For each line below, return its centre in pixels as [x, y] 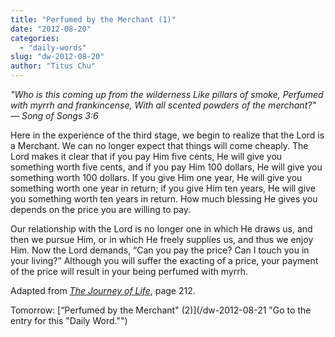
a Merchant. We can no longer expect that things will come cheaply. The [159, 145]
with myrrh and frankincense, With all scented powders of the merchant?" [163, 105]
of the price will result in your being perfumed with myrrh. [129, 271]
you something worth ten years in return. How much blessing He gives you [164, 199]
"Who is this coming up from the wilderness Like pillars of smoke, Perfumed [167, 94]
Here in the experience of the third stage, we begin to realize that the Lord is [167, 135]
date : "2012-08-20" [51, 29]
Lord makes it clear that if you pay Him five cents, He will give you [146, 156]
